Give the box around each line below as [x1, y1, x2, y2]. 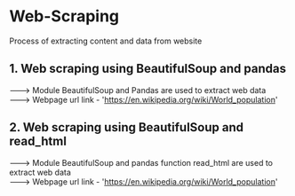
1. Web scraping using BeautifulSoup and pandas [9, 61, 287, 76]
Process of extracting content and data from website [9, 35, 203, 46]
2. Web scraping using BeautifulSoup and [9, 120, 244, 135]
